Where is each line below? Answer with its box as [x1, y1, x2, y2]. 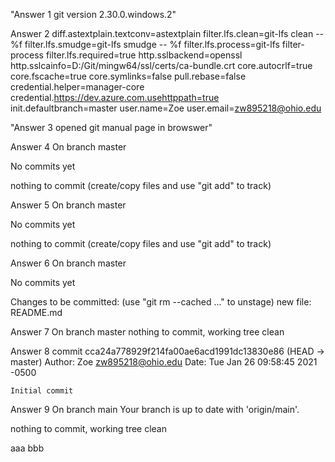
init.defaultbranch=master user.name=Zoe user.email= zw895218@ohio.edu [10, 102, 322, 114]
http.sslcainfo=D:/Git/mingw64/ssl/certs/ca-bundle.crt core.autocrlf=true [10, 60, 313, 71]
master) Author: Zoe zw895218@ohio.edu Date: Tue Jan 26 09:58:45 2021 [10, 356, 318, 368]
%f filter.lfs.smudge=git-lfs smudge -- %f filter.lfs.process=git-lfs [10, 39, 280, 50]
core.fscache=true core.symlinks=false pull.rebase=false [10, 70, 247, 82]
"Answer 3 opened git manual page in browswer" [10, 122, 213, 133]
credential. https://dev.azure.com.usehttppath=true [10, 92, 220, 103]
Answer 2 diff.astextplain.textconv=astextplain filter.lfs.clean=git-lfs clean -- [10, 28, 325, 39]
